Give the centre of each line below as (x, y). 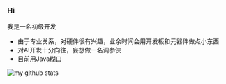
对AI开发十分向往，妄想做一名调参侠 (69, 50)
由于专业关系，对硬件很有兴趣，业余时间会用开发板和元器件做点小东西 (118, 41)
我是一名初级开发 (32, 27)
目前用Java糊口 (40, 59)
